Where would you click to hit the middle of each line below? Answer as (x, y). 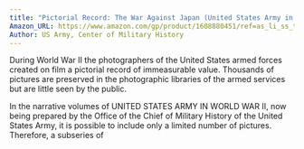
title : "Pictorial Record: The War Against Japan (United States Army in (152, 18)
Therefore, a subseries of (57, 135)
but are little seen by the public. (68, 89)
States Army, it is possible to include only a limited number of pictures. (141, 126)
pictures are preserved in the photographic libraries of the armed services (147, 79)
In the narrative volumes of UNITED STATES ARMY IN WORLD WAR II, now (148, 107)
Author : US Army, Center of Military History (96, 34)
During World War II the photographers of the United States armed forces (146, 61)
